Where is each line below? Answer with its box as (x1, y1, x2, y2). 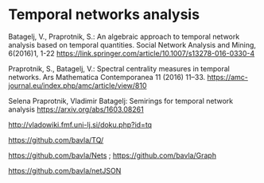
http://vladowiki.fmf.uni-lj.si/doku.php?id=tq (8, 120, 153, 129)
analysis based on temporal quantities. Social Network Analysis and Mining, (8, 40, 257, 49)
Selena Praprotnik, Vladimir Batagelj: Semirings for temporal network (8, 96, 233, 105)
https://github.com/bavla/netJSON (8, 166, 122, 175)
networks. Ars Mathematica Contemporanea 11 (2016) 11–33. (8, 72, 206, 82)
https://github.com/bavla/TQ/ (8, 135, 104, 144)
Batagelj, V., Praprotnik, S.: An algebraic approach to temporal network (8, 32, 240, 41)
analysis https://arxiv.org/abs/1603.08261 (8, 105, 145, 114)
